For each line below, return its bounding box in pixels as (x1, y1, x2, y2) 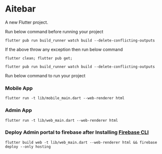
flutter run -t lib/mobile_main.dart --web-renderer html (5, 96, 125, 101)
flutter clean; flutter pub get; (5, 56, 73, 61)
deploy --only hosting (5, 144, 51, 149)
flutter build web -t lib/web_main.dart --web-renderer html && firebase (5, 140, 158, 145)
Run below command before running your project (5, 28, 103, 34)
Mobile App (5, 84, 33, 91)
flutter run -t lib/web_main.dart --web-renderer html (5, 118, 118, 123)
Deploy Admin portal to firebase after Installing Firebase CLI (5, 129, 149, 136)
